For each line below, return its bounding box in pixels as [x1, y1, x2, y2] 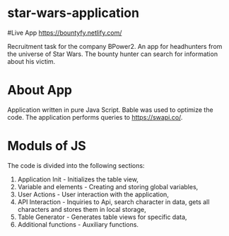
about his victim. [7, 57, 56, 65]
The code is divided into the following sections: [7, 161, 145, 169]
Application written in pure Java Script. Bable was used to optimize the [7, 105, 213, 114]
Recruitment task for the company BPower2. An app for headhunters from [7, 42, 223, 50]
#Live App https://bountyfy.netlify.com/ [7, 28, 122, 37]
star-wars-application [7, 5, 140, 21]
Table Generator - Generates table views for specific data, [17, 213, 187, 221]
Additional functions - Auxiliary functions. [17, 220, 139, 228]
